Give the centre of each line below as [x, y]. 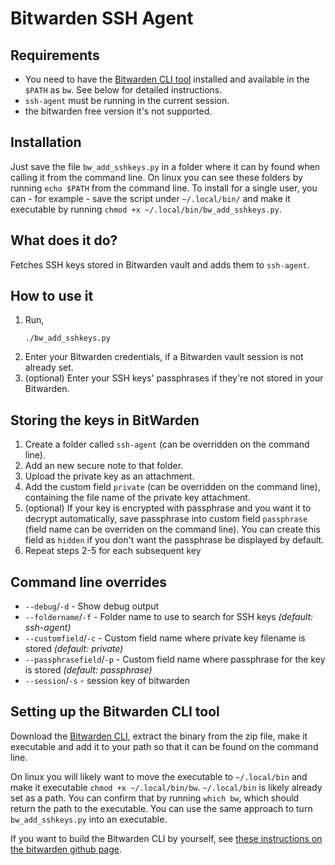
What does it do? [64, 240]
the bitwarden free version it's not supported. [118, 111]
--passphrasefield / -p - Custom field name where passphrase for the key [175, 659]
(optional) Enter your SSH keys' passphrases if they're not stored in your [174, 378]
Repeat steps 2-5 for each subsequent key [113, 551]
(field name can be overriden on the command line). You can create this [172, 529]
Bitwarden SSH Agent [102, 18]
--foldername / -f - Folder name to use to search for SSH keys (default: [169, 617]
